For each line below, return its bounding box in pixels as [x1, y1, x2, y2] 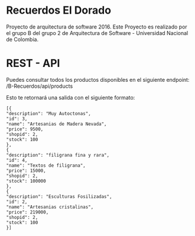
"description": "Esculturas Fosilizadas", [6, 193, 112, 199]
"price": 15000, [6, 167, 46, 174]
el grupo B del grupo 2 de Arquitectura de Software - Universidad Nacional [6, 29, 188, 36]
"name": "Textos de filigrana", [6, 162, 86, 168]
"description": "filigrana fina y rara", [6, 152, 110, 158]
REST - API [6, 57, 60, 70]
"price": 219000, [6, 209, 49, 215]
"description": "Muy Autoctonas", [6, 110, 92, 116]
